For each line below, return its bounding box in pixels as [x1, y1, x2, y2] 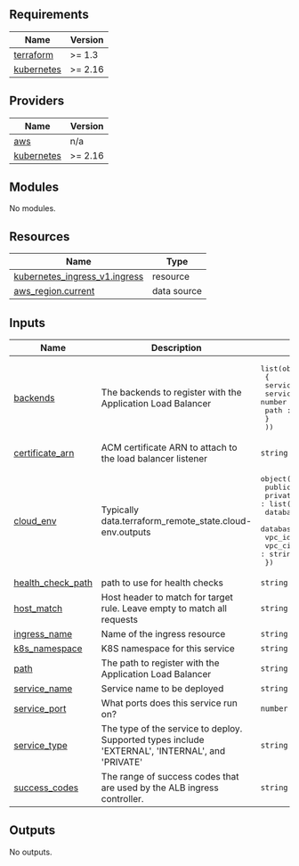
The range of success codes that [101, 771, 239, 783]
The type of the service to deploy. [101, 723, 243, 735]
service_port [13, 703, 67, 715]
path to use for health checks [101, 576, 224, 589]
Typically [101, 503, 140, 516]
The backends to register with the [101, 387, 242, 399]
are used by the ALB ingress [101, 781, 220, 794]
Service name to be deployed [101, 682, 224, 695]
